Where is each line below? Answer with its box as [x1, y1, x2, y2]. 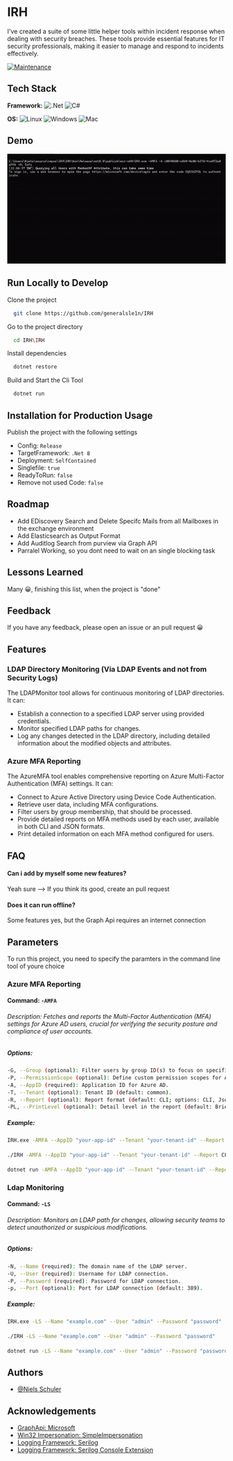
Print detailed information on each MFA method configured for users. [17, 830, 215, 838]
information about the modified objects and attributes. [17, 739, 172, 748]
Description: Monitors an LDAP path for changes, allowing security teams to [7, 1215, 225, 1224]
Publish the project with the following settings [7, 428, 137, 436]
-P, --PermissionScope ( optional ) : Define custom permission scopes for [7, 1074, 222, 1081]
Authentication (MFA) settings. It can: [7, 779, 114, 788]
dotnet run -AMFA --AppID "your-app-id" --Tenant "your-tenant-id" [7, 1166, 207, 1173]
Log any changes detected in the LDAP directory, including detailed [17, 732, 210, 740]
